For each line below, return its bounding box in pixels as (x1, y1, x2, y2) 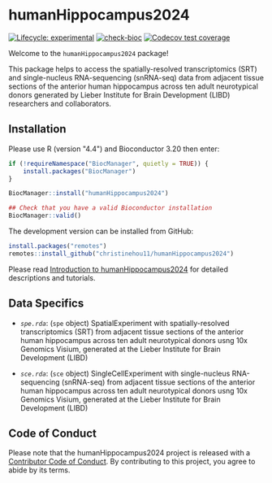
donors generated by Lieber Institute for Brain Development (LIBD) (8, 89, 231, 99)
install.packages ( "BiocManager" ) (23, 167, 136, 176)
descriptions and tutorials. (8, 272, 96, 282)
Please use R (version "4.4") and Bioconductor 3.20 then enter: (8, 144, 220, 154)
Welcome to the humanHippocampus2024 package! (8, 48, 169, 58)
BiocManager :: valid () (8, 211, 82, 220)
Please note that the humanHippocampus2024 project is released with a (8, 448, 250, 458)
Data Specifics (8, 297, 84, 311)
